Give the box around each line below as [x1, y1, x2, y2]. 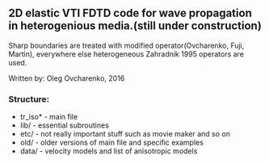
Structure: [8, 93, 50, 104]
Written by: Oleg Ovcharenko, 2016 [8, 73, 125, 83]
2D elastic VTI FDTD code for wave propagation [8, 6, 252, 20]
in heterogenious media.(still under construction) [8, 19, 263, 33]
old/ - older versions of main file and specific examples [19, 137, 204, 148]
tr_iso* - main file [19, 112, 78, 122]
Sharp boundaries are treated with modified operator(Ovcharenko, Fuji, [8, 40, 245, 50]
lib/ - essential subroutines [19, 120, 109, 130]
